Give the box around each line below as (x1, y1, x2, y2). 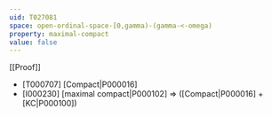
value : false (9, 37, 58, 47)
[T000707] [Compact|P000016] (21, 79, 138, 90)
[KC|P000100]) (21, 98, 77, 109)
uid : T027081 (9, 12, 58, 22)
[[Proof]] (9, 62, 42, 73)
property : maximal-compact (9, 29, 109, 38)
